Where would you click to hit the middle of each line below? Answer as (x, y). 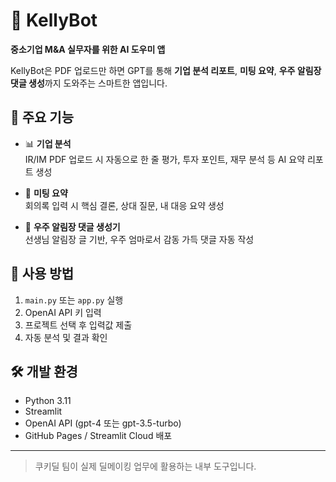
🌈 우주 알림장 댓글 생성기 (72, 226)
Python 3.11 (48, 401)
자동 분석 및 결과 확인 (66, 337)
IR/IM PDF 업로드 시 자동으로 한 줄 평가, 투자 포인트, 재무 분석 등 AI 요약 (165, 159)
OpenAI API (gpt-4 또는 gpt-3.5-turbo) (103, 423)
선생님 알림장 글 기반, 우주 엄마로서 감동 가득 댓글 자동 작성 (139, 239)
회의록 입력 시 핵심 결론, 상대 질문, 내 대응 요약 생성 (124, 205)
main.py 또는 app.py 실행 (74, 300)
